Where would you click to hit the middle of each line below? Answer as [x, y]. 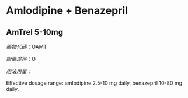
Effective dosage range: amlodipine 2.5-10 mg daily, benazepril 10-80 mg [94, 83]
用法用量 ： [19, 71]
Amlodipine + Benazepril [67, 11]
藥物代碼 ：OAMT [27, 47]
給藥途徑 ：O [21, 59]
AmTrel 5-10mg [34, 32]
